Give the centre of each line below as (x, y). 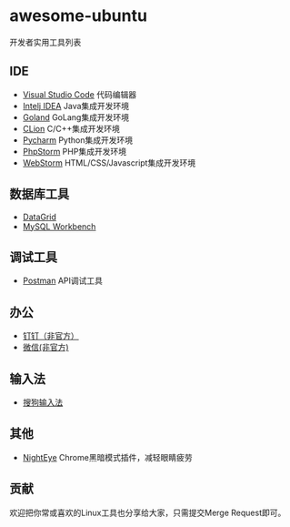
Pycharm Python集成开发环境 (78, 140)
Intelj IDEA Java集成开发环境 (76, 106)
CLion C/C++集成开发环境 (71, 128)
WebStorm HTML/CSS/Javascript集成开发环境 (109, 162)
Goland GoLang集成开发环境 (76, 117)
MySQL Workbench (59, 226)
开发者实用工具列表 (45, 42)
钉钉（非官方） (50, 336)
